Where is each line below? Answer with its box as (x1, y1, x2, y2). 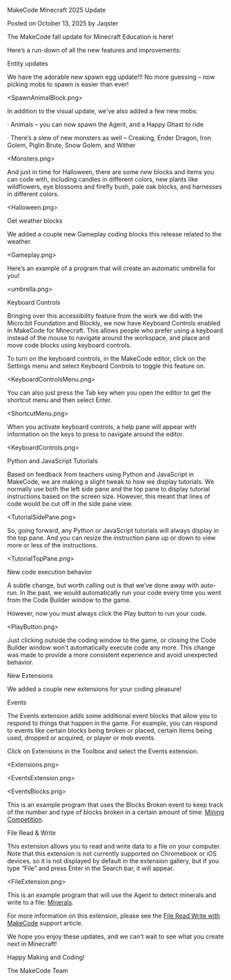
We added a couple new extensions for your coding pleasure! (7, 685, 182, 693)
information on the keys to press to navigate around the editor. (7, 430, 184, 438)
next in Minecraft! (7, 940, 57, 948)
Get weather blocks (7, 217, 63, 225)
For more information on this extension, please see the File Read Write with (7, 912, 221, 920)
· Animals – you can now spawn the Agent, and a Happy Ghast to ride (7, 120, 204, 129)
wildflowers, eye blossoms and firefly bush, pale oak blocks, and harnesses (7, 182, 223, 191)
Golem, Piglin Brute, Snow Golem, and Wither (7, 141, 136, 149)
